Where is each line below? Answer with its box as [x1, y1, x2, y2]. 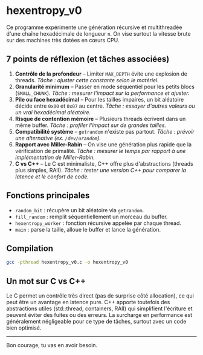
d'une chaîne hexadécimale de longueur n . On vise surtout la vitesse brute [6, 30, 192, 37]
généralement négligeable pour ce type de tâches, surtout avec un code [6, 318, 187, 325]
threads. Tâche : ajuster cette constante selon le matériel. [14, 76, 159, 83]
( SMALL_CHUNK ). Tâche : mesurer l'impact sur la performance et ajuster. [14, 89, 190, 97]
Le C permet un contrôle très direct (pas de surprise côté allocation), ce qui [6, 292, 195, 299]
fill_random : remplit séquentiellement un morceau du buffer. [14, 213, 168, 220]
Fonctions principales [6, 191, 90, 201]
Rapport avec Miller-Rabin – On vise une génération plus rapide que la [14, 140, 192, 148]
